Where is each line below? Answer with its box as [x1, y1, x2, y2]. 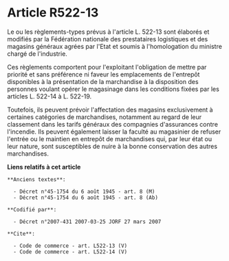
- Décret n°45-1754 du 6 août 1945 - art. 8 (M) [13, 188, 155, 195]
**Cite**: [7, 230, 36, 237]
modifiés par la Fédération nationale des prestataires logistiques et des [7, 34, 208, 43]
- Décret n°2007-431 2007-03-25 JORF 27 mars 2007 [13, 218, 162, 225]
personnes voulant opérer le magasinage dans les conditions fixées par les [7, 85, 220, 93]
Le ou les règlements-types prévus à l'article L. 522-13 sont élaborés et [7, 28, 210, 36]
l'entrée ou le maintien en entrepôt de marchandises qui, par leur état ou [7, 134, 212, 143]
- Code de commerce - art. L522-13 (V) [13, 242, 128, 249]
